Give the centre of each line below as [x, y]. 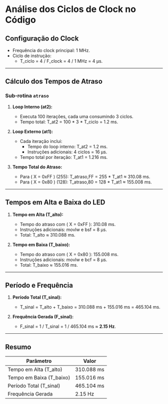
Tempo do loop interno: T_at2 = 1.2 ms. [67, 146]
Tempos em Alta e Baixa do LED [55, 202]
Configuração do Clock [42, 38]
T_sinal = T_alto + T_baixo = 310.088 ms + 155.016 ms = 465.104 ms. [90, 307]
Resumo [18, 347]
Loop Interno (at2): [32, 107]
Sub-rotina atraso [27, 96]
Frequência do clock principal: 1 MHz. [51, 50]
